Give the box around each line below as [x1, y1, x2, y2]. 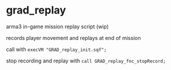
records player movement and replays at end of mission [6, 34, 141, 41]
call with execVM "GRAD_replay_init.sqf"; [6, 45, 107, 53]
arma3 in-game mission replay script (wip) [6, 23, 109, 30]
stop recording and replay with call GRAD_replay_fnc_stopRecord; [6, 57, 166, 64]
